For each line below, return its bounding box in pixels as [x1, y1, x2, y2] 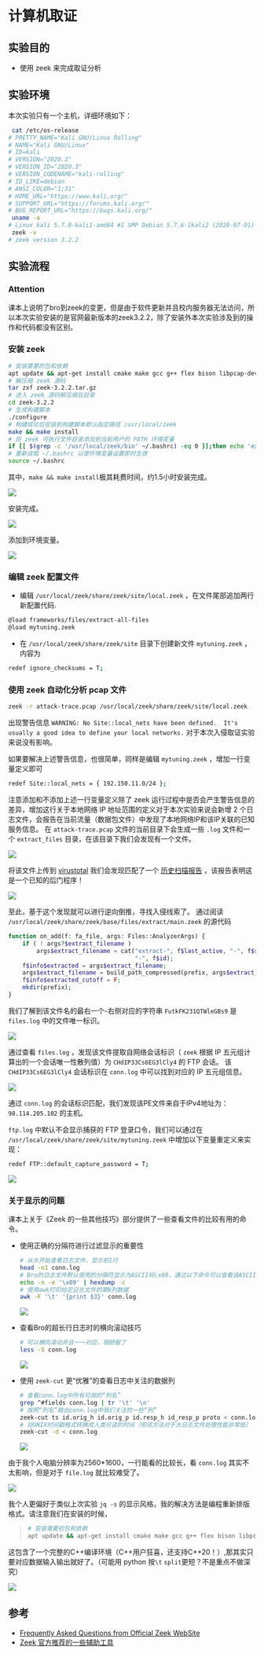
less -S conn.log [19, 1346, 77, 1354]
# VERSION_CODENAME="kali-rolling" [8, 171, 125, 178]
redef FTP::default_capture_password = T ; [8, 1160, 149, 1168]
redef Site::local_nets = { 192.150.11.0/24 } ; [8, 779, 167, 788]
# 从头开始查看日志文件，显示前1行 [19, 1256, 119, 1265]
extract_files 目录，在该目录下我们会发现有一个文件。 [16, 834, 196, 844]
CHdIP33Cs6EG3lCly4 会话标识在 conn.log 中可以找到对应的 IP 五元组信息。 [8, 1066, 247, 1076]
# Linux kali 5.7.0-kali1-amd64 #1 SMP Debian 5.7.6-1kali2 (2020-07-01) [8, 222, 255, 229]
